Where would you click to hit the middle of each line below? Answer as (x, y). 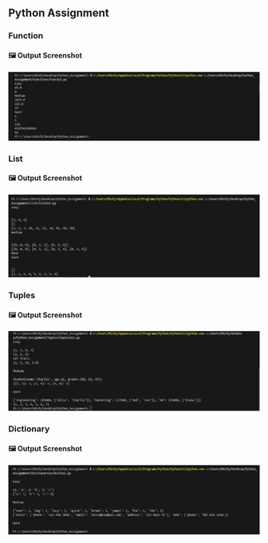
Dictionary (29, 429)
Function (26, 36)
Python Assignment (59, 13)
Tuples (22, 296)
